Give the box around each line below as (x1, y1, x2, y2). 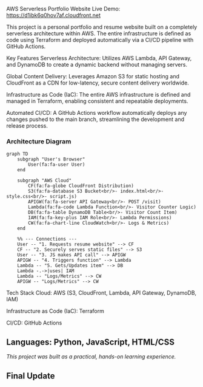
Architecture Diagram (6, 137, 72, 145)
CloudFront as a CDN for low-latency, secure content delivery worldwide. (6, 79, 189, 86)
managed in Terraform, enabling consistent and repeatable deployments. (6, 97, 188, 104)
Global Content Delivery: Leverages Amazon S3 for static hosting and (6, 73, 180, 80)
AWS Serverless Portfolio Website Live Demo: (6, 5, 121, 12)
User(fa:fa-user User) (28, 162, 85, 168)
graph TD (6, 151, 28, 157)
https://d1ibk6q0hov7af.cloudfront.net (6, 12, 101, 19)
